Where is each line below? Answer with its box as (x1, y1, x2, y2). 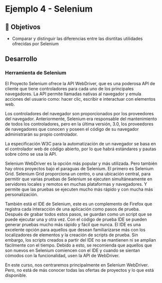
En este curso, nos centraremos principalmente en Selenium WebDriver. (5, 262, 149, 268)
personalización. (5, 191, 38, 197)
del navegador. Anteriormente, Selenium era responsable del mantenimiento (5, 116, 157, 122)
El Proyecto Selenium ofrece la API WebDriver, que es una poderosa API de (5, 80, 155, 86)
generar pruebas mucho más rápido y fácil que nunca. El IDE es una (5, 221, 141, 227)
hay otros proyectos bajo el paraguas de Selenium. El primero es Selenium (5, 165, 154, 171)
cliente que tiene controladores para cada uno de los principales (5, 86, 134, 91)
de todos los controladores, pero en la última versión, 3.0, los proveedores (5, 121, 154, 127)
